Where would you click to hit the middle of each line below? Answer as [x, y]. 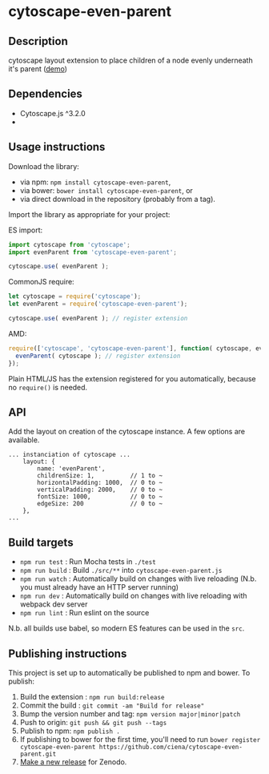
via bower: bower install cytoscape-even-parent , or [106, 190]
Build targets [41, 542]
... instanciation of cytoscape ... [69, 455]
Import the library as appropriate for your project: [89, 214]
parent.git [38, 754]
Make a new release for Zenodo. [73, 762]
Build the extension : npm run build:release [92, 696]
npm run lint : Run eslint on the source [84, 613]
